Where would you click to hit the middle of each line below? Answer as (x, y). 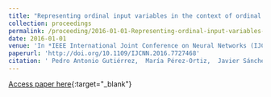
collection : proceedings (50, 23)
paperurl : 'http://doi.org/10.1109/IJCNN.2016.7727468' (104, 53)
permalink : (27, 31)
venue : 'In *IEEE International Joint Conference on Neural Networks (128, 46)
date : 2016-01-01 (38, 38)
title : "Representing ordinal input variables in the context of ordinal (135, 16)
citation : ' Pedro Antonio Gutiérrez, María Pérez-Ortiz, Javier (124, 61)
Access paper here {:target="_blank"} (70, 84)
